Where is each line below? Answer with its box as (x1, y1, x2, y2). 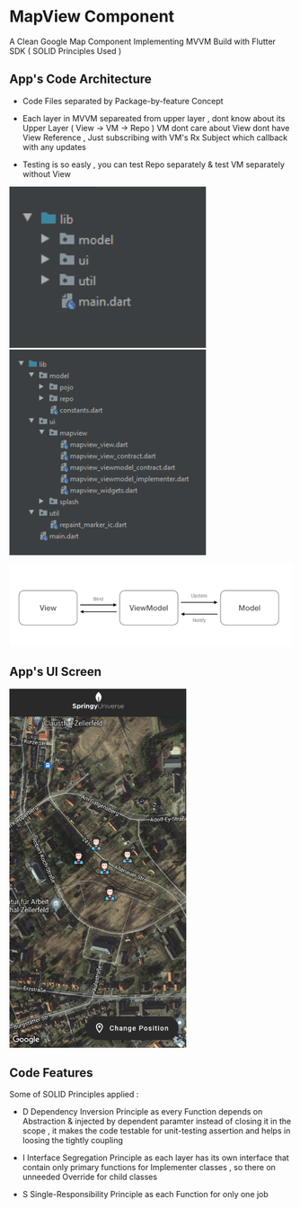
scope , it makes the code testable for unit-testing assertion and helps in (22, 1125, 291, 1136)
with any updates (22, 141, 87, 152)
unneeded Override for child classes (22, 1171, 158, 1183)
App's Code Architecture (9, 72, 153, 87)
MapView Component (9, 6, 175, 27)
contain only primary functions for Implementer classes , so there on (22, 1162, 277, 1173)
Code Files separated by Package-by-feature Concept (22, 95, 224, 106)
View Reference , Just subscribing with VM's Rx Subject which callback (22, 132, 288, 143)
